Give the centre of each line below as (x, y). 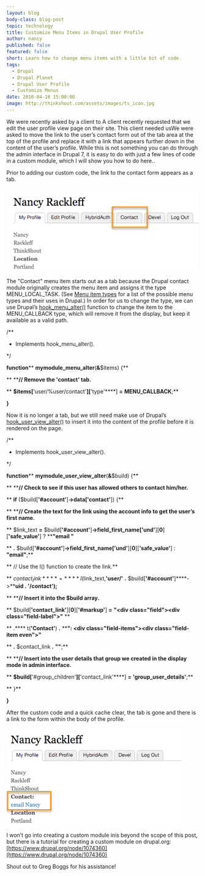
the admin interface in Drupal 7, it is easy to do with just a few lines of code (101, 154)
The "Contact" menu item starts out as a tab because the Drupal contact (98, 281)
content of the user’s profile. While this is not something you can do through (102, 148)
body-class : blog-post (35, 19)
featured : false (27, 52)
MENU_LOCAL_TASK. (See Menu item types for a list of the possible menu (100, 294)
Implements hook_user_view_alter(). (60, 452)
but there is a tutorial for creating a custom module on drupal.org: (89, 842)
